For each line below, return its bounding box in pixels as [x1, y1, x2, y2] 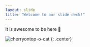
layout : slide [5, 7, 36, 13]
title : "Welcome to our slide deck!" [5, 12, 85, 17]
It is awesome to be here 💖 [5, 26, 61, 32]
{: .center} [50, 36, 72, 42]
